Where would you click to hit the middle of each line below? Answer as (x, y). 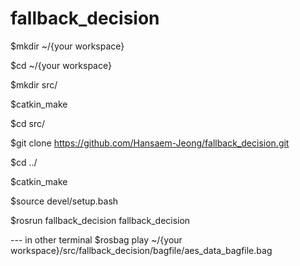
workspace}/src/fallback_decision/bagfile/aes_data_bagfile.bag (141, 250)
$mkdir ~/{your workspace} (67, 46)
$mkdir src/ (34, 84)
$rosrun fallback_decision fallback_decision (100, 220)
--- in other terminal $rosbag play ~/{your (96, 239)
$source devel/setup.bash (64, 201)
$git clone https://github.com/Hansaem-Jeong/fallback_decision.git (150, 143)
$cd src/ (27, 123)
